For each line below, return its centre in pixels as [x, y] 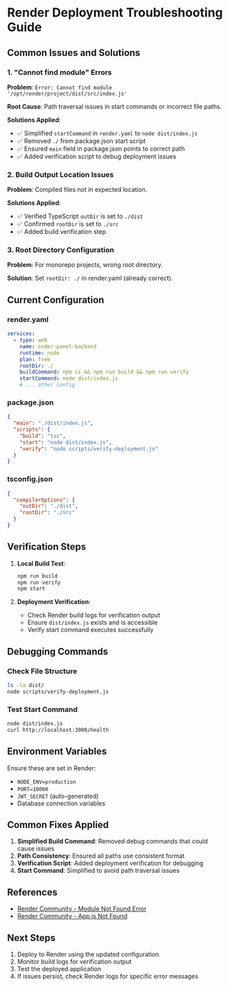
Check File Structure [42, 671]
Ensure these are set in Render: [52, 768]
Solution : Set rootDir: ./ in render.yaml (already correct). [90, 278]
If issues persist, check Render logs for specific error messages [108, 976]
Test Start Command [42, 709]
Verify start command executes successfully [90, 630]
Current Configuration [56, 300]
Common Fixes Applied [58, 825]
